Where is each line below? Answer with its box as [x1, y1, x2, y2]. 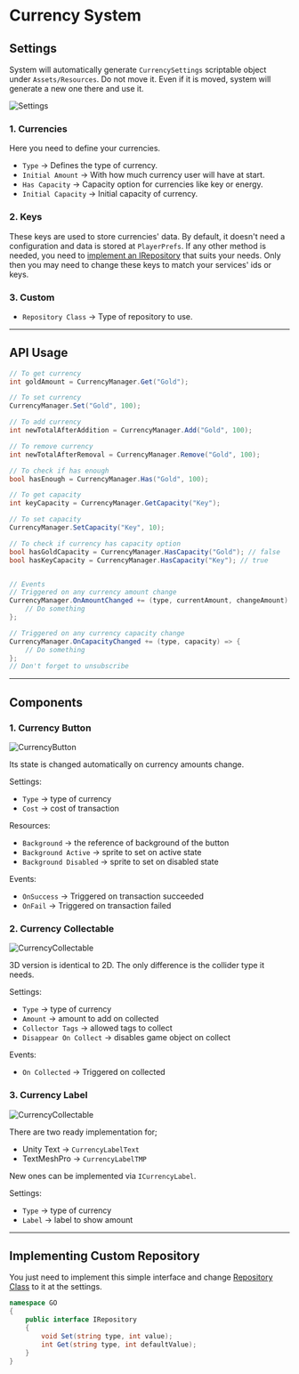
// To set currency [9, 393, 82, 402]
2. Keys [9, 211, 43, 223]
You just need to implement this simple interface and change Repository [9, 1272, 273, 1282]
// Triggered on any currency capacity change [9, 628, 185, 637]
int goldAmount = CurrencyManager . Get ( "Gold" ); [9, 377, 190, 386]
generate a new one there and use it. [9, 84, 144, 93]
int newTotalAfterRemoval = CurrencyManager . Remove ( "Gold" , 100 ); [9, 450, 261, 459]
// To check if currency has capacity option [9, 539, 181, 548]
